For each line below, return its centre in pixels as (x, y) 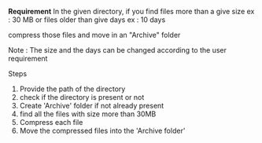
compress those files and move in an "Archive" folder (94, 35)
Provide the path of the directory (72, 89)
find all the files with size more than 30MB (88, 114)
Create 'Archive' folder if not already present (92, 106)
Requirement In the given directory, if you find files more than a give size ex (131, 11)
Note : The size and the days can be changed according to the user (117, 50)
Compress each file (51, 122)
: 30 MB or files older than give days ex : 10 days (87, 20)
